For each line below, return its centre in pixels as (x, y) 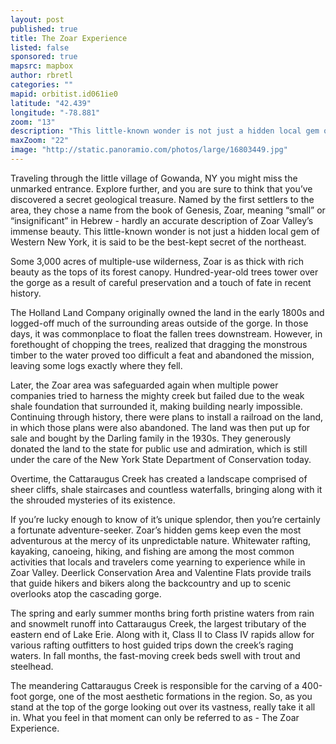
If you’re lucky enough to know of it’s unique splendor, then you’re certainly (165, 519)
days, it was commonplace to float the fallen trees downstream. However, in (166, 333)
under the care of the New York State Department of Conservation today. (161, 459)
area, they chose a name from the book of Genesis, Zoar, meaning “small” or (168, 210)
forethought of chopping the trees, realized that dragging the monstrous (159, 344)
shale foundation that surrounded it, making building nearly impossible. (156, 406)
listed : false (40, 47)
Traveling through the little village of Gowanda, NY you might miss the (154, 178)
